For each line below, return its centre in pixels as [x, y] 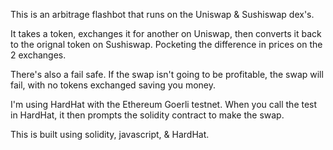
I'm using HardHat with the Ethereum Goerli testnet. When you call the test [164, 104]
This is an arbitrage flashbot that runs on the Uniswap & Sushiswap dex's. [162, 14]
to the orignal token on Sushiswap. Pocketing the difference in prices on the [166, 44]
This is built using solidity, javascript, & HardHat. [110, 134]
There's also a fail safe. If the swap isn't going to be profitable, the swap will [167, 74]
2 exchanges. [38, 55]
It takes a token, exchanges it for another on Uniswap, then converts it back [166, 33]
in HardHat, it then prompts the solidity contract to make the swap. [147, 115]
